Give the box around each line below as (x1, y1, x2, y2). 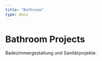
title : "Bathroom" (5, 7, 44, 12)
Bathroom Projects (5, 33, 85, 45)
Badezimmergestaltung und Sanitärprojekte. (5, 50, 97, 56)
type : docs (5, 12, 28, 17)
